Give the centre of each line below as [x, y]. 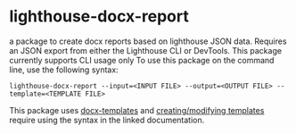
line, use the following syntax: [64, 70]
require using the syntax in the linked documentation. [107, 120]
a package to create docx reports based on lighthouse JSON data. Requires [148, 41]
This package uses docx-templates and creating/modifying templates [137, 110]
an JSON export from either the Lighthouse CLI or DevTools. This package [146, 50]
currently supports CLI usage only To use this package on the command [142, 60]
